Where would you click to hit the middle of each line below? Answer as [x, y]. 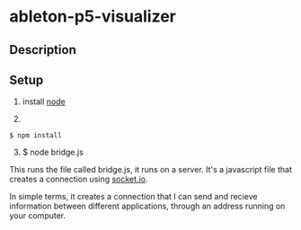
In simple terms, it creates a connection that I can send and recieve [133, 197]
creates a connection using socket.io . [79, 179]
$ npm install [36, 136]
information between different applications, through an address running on [147, 206]
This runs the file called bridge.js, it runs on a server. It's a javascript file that [150, 170]
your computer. [38, 216]
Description [43, 50]
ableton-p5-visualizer [93, 17]
